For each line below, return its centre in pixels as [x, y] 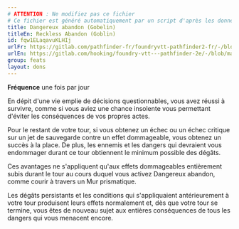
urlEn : [17, 54]
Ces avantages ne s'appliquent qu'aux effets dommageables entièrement [115, 166]
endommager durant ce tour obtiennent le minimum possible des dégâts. [114, 152]
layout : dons [27, 67]
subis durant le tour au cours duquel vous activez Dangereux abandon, [111, 174]
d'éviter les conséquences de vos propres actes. [79, 116]
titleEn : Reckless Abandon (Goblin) [62, 34]
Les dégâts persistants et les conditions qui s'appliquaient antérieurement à [118, 195]
